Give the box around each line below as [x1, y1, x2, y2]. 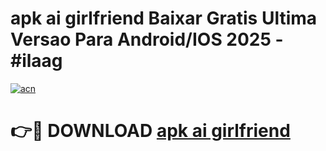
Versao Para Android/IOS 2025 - [10, 28, 284, 51]
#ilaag [10, 50, 63, 72]
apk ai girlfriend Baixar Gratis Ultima [10, 7, 318, 30]
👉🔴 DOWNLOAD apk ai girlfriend [10, 120, 291, 142]
